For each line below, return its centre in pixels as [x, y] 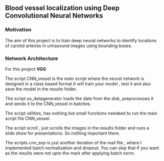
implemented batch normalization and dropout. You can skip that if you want [82, 148]
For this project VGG [26, 69]
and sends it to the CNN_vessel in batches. [48, 104]
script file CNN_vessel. [28, 118]
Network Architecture [32, 58]
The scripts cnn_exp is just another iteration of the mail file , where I [73, 142]
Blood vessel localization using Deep [62, 8]
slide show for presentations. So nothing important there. [63, 133]
